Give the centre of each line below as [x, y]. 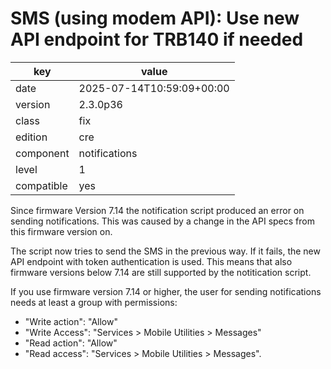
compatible [41, 185]
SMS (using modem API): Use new [155, 18]
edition [31, 137]
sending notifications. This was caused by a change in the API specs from [162, 221]
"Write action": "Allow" [71, 321]
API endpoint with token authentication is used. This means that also [151, 261]
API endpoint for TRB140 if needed [157, 39]
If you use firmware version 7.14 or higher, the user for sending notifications [166, 291]
